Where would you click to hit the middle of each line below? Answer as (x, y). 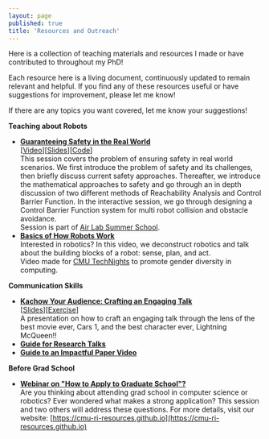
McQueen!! (39, 336)
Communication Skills (46, 286)
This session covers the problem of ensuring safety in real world (126, 159)
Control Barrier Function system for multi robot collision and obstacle (134, 210)
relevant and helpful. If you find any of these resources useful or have (124, 86)
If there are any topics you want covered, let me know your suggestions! (128, 110)
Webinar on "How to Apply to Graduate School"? (103, 384)
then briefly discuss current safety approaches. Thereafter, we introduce (140, 176)
